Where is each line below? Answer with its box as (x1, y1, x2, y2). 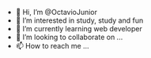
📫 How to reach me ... (15, 42, 89, 50)
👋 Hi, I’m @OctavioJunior (15, 8, 97, 16)
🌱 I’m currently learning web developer (15, 24, 142, 33)
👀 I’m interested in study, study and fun (15, 16, 144, 25)
